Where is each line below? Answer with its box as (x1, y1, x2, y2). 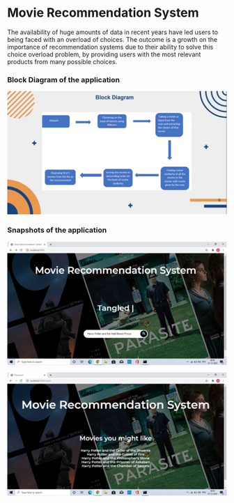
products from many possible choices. (7, 57, 118, 65)
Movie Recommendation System (7, 5, 200, 21)
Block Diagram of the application (7, 75, 120, 84)
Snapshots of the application (7, 225, 107, 235)
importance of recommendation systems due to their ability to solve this (7, 42, 214, 51)
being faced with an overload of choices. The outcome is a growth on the (7, 35, 218, 43)
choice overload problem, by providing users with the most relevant (7, 50, 201, 59)
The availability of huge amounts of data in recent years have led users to (7, 28, 218, 36)
